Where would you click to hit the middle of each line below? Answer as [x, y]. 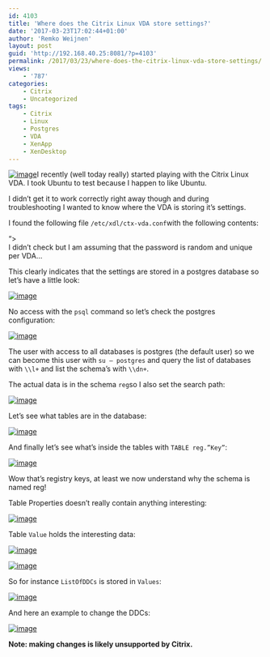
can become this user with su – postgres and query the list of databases [130, 360]
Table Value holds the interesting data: [72, 535]
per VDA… [25, 256]
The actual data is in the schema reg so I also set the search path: [117, 385]
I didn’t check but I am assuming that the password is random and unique [131, 247]
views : [19, 69]
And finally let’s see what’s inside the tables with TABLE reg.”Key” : [118, 447]
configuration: [32, 320]
